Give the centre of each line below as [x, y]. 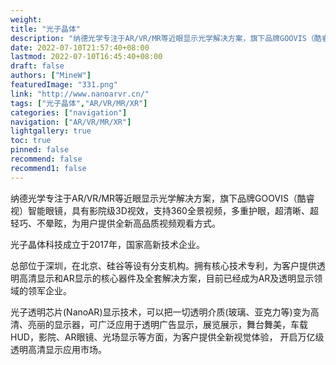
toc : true [31, 141]
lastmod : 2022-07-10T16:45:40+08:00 [86, 57]
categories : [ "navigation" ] [69, 112]
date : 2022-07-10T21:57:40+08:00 [80, 47]
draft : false [37, 66]
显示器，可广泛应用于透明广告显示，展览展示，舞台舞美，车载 [180, 324]
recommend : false [46, 159]
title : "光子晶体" [46, 29]
